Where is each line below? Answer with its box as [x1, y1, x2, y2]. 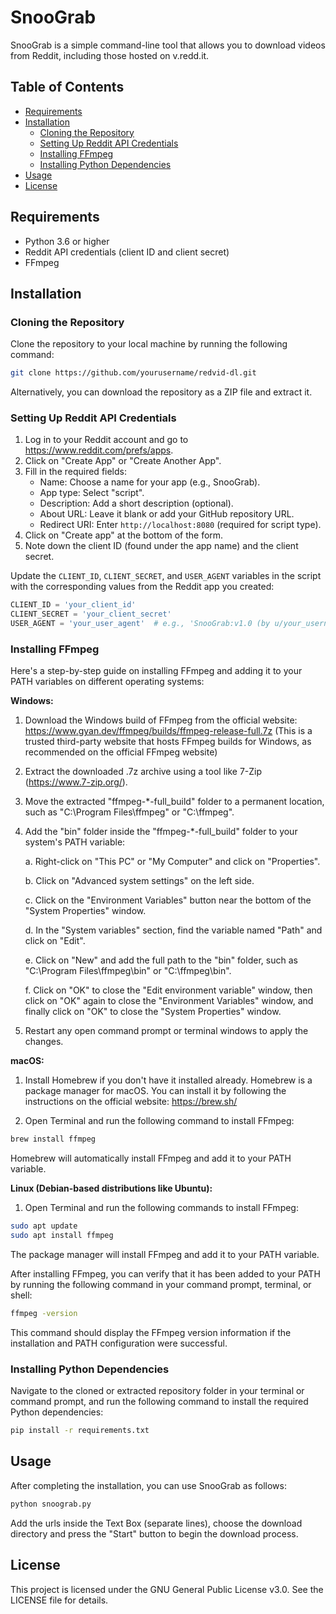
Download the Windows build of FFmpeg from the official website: [24, 714, 298, 726]
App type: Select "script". [39, 487, 145, 499]
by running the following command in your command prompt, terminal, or [10, 1278, 312, 1290]
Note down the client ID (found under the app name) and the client [24, 540, 299, 552]
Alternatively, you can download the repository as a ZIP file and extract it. [10, 386, 313, 398]
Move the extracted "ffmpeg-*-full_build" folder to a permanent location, [24, 796, 325, 808]
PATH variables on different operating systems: [10, 676, 205, 688]
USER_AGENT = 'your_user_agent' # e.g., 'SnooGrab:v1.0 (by [10, 619, 271, 629]
